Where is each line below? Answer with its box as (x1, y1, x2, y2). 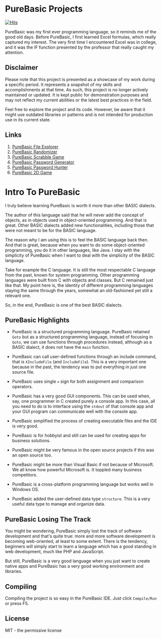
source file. (12, 369, 35, 375)
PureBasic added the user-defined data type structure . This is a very (12, 496, 151, 502)
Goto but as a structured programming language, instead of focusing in (12, 334, 153, 340)
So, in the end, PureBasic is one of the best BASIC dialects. (5, 302, 123, 308)
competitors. (12, 472, 38, 478)
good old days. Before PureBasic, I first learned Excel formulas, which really (5, 34, 156, 40)
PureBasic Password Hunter (12, 164, 68, 170)
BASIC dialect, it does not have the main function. (12, 344, 110, 350)
